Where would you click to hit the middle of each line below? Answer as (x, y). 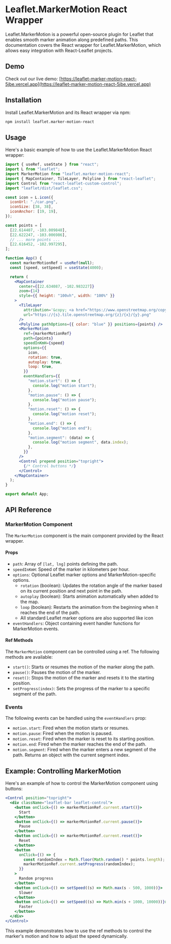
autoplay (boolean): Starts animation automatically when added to (89, 596)
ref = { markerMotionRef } (48, 334)
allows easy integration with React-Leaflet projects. (59, 50)
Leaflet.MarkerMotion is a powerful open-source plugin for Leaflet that (79, 34)
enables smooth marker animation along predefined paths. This (72, 40)
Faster (26, 907)
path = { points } (38, 338)
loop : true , (40, 367)
